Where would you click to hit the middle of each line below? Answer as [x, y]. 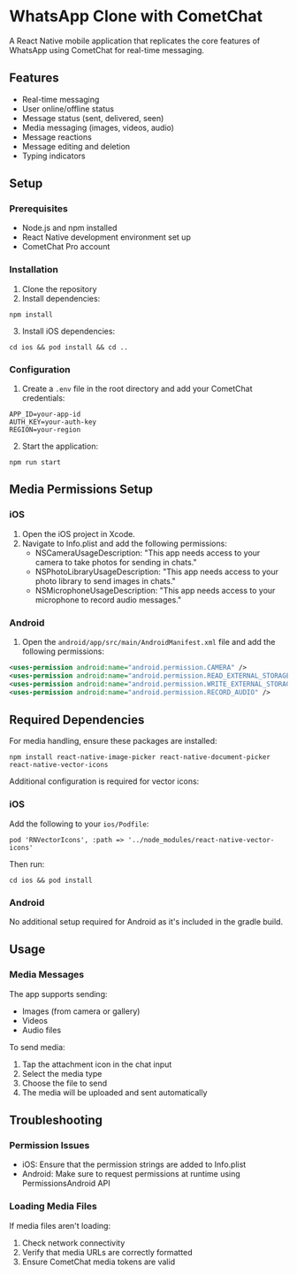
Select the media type [62, 1073]
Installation [34, 270]
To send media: [37, 1047]
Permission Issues [49, 1145]
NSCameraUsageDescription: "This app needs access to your [148, 553]
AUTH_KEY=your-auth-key [53, 422]
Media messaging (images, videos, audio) [98, 127]
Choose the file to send [65, 1083]
